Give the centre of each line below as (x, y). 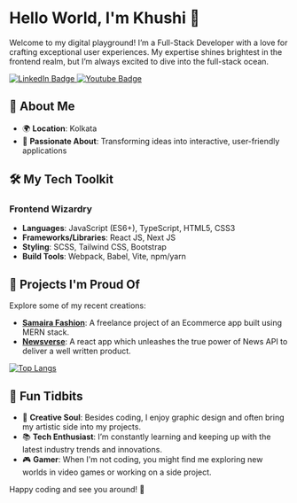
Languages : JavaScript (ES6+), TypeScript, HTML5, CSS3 (129, 228)
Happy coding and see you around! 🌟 (77, 490)
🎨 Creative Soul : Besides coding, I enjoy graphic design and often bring (153, 418)
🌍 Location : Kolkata (59, 128)
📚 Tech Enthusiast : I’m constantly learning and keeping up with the (146, 437)
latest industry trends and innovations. (92, 450)
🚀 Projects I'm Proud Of (74, 284)
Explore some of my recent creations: (78, 306)
